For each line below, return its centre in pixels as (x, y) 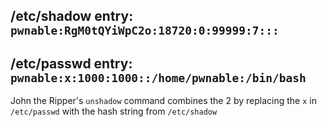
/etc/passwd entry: (71, 63)
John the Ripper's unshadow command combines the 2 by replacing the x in (163, 101)
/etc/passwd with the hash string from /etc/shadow (114, 111)
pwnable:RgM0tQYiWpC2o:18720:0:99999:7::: (145, 31)
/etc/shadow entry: (72, 16)
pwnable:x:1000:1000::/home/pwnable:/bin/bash (158, 77)
